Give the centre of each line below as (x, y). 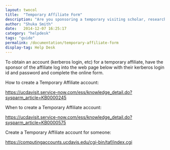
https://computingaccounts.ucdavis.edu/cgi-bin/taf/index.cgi (69, 142)
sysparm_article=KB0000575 (36, 122)
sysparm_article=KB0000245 (36, 97)
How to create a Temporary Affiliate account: (52, 82)
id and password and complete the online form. (54, 72)
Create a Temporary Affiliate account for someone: (58, 132)
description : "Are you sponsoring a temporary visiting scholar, (75, 19)
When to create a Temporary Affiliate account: (53, 107)
